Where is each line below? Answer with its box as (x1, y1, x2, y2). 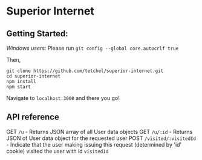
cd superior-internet (6, 73, 61, 79)
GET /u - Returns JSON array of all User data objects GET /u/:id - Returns (6, 128, 193, 135)
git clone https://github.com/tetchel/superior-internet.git (6, 68, 164, 74)
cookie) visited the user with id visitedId (6, 147, 109, 155)
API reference (6, 112, 59, 122)
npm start (6, 84, 31, 90)
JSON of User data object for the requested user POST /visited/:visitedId (6, 135, 197, 142)
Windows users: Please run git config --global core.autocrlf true (6, 44, 179, 52)
